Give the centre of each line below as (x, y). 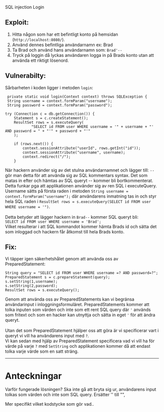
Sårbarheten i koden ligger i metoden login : (49, 87)
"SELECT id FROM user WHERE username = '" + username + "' (92, 127)
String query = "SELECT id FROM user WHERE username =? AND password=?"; (82, 273)
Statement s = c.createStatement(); (51, 118)
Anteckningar (33, 376)
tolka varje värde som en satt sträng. (42, 351)
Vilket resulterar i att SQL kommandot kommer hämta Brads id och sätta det (81, 226)
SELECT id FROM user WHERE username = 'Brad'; (53, 222)
